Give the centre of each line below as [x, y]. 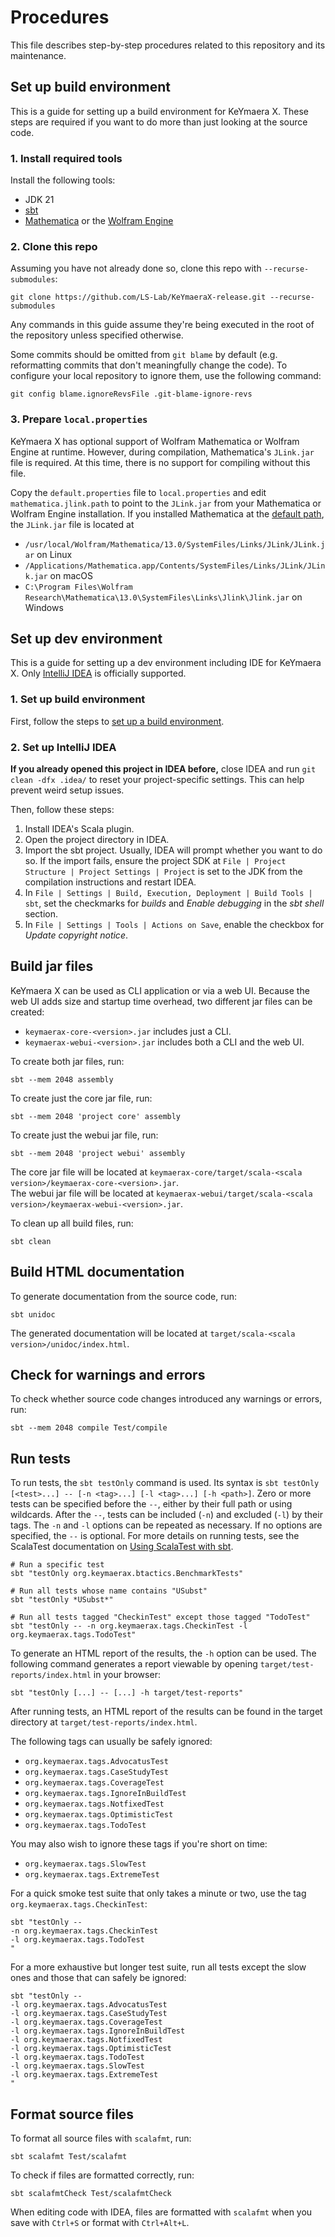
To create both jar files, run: [67, 1061]
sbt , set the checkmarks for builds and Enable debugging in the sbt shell [174, 903]
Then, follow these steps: [62, 810]
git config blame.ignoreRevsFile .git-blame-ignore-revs [131, 394]
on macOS [71, 575]
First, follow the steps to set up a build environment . [117, 721]
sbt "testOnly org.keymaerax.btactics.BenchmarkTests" [127, 1574]
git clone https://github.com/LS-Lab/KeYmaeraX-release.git [138, 297]
